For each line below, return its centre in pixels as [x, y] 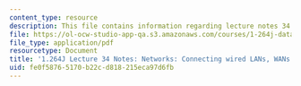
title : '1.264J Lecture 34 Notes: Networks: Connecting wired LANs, [140, 59]
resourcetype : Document [54, 51]
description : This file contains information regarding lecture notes [144, 26]
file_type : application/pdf [62, 43]
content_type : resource [54, 17]
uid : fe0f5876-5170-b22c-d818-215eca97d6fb [92, 68]
